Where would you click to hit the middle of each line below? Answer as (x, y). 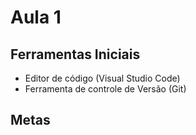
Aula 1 (36, 17)
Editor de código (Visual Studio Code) (102, 78)
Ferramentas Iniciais (75, 54)
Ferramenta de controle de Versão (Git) (105, 89)
